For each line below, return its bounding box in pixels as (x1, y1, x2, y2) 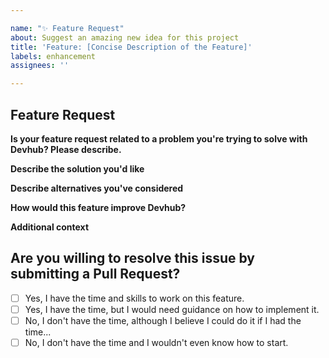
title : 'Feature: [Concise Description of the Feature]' (10, 42, 253, 52)
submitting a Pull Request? (10, 266, 181, 283)
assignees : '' (10, 61, 70, 71)
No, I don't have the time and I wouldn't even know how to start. (24, 336, 289, 348)
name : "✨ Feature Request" (10, 23, 125, 33)
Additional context (10, 221, 90, 233)
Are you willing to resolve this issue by (10, 250, 255, 267)
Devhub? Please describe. (10, 143, 122, 155)
